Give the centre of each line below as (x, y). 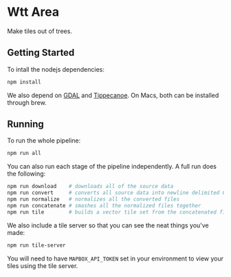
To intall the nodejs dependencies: (56, 69)
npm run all (24, 153)
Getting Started (41, 53)
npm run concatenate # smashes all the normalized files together (104, 205)
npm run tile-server (37, 245)
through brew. (27, 102)
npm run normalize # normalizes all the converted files (93, 199)
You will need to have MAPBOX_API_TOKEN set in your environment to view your (115, 258)
